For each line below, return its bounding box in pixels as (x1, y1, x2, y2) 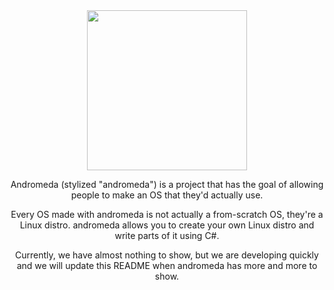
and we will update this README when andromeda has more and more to (16, 260, 318, 271)
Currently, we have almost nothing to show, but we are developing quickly (15, 249, 319, 261)
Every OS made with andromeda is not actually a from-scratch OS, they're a (10, 209, 324, 220)
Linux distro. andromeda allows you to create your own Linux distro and (19, 219, 315, 231)
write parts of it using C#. (114, 230, 220, 241)
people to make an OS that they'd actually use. (70, 189, 264, 201)
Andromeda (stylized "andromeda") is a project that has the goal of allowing (10, 179, 324, 190)
